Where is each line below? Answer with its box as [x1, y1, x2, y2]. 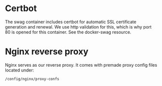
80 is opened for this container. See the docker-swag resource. [5, 29, 132, 35]
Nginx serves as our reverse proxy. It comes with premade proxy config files [5, 62, 157, 68]
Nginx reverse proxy [5, 46, 88, 57]
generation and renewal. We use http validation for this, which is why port [5, 24, 152, 29]
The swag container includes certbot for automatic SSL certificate [5, 19, 136, 25]
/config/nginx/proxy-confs [5, 76, 59, 81]
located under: [5, 67, 34, 73]
